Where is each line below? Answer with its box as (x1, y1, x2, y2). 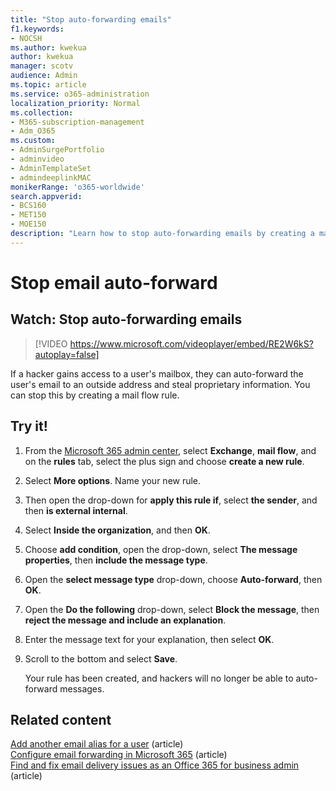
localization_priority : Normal (10, 98, 141, 108)
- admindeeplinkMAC (10, 172, 92, 183)
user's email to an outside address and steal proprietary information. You (10, 378, 311, 390)
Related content (10, 711, 112, 728)
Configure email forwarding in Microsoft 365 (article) (10, 749, 228, 761)
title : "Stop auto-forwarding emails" (10, 14, 172, 25)
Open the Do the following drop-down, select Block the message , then (24, 603, 320, 615)
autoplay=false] (34, 348, 100, 360)
